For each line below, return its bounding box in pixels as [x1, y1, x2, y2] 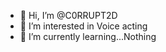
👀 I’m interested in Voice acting [19, 20, 148, 32]
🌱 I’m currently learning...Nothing [19, 31, 157, 42]
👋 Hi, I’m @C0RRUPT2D [19, 10, 118, 21]
